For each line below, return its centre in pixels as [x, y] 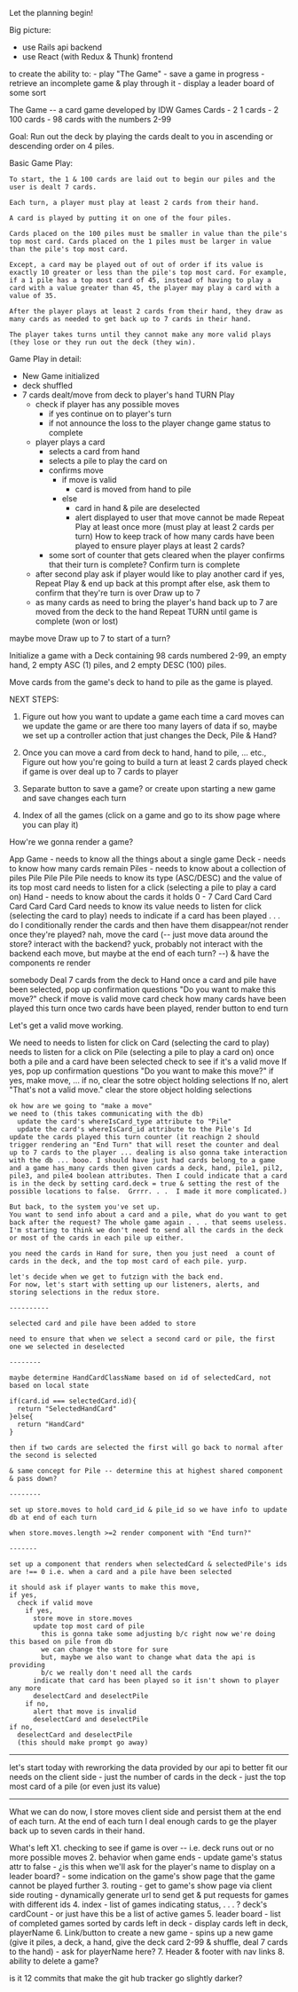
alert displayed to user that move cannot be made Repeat [180, 517]
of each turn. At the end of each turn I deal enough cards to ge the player [143, 1821]
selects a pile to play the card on [108, 461]
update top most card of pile [88, 1626]
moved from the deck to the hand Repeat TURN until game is [146, 612]
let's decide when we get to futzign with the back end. [117, 1277]
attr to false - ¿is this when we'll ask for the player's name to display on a [142, 1866]
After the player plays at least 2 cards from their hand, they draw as [146, 311]
